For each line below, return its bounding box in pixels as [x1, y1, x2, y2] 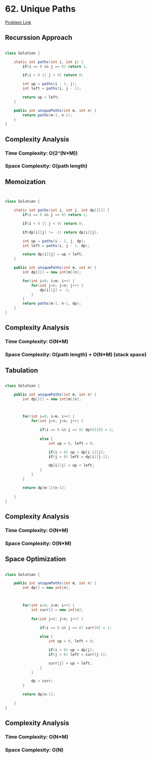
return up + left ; [22, 95, 60, 100]
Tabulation [5, 366, 38, 375]
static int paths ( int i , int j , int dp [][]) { [14, 208, 110, 213]
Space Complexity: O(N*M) [5, 540, 72, 547]
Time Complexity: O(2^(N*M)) [5, 150, 78, 156]
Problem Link [5, 19, 32, 25]
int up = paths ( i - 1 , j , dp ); [22, 239, 86, 243]
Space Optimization [5, 555, 67, 563]
